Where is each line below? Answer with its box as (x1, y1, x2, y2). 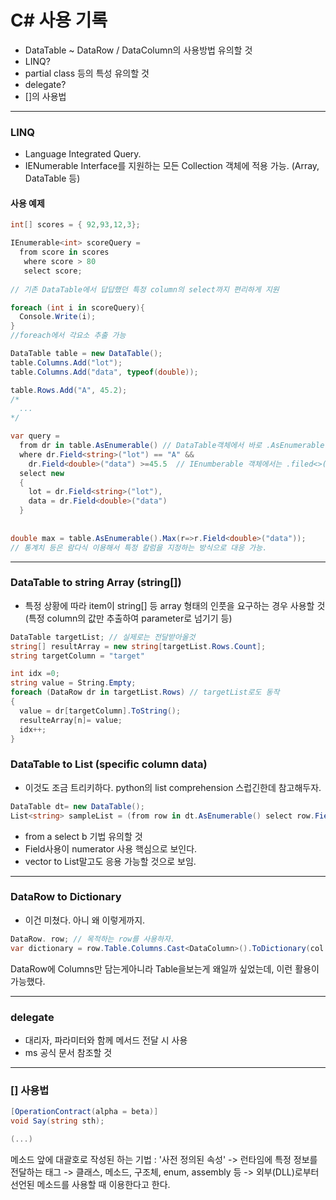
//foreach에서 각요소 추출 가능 (10, 331, 127, 341)
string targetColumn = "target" (10, 651, 145, 661)
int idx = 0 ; (10, 669, 60, 679)
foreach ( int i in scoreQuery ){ (10, 302, 145, 313)
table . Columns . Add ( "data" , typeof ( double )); (10, 367, 199, 377)
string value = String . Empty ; (10, 678, 137, 688)
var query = (10, 431, 60, 441)
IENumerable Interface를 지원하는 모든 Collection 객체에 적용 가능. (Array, (24, 160, 320, 172)
